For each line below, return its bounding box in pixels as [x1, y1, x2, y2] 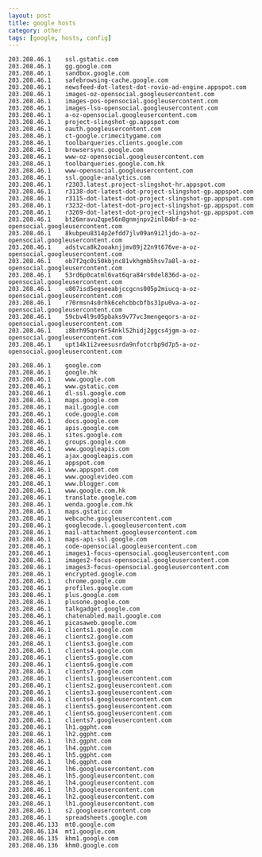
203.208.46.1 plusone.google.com [8, 598, 129, 607]
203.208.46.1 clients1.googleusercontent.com [8, 675, 172, 683]
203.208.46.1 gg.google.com [8, 63, 112, 71]
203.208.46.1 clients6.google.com [8, 661, 133, 669]
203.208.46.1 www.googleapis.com [8, 445, 129, 453]
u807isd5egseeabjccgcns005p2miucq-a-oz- [64, 285, 201, 293]
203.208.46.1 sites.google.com [8, 431, 123, 440]
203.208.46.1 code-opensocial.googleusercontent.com [8, 542, 197, 551]
